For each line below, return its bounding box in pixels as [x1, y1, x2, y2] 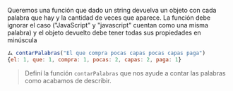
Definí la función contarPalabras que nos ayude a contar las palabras [24, 68, 226, 77]
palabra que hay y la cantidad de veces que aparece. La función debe [7, 13, 210, 22]
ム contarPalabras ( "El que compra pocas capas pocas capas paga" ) [7, 49, 206, 56]
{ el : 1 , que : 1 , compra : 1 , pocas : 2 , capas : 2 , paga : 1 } [7, 56, 182, 63]
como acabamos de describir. [24, 76, 112, 85]
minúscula [7, 36, 37, 44]
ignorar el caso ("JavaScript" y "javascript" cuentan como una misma [7, 21, 208, 29]
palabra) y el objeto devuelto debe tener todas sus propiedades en [7, 28, 201, 37]
